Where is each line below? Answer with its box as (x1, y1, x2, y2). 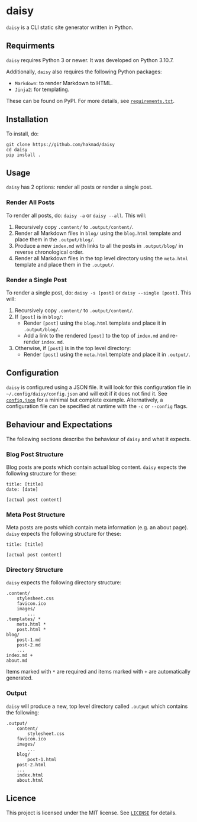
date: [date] (6, 486, 38, 492)
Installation (6, 114, 49, 125)
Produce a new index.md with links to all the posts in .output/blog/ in (14, 242, 183, 249)
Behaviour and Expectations (6, 420, 112, 430)
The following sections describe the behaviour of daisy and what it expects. (6, 435, 191, 442)
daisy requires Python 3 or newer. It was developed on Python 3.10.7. (6, 56, 175, 63)
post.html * (17, 627, 46, 633)
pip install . (6, 152, 41, 158)
